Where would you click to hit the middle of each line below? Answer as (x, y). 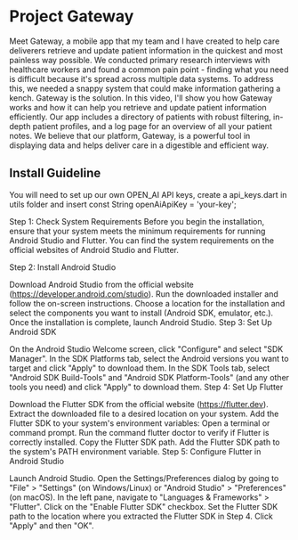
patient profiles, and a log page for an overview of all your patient (153, 126)
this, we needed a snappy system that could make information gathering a (145, 88)
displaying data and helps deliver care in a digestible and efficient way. (139, 145)
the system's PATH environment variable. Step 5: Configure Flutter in (135, 451)
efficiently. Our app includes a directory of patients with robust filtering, (140, 117)
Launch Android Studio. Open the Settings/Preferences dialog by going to (144, 478)
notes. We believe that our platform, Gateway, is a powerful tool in (130, 135)
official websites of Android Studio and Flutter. (94, 250)
